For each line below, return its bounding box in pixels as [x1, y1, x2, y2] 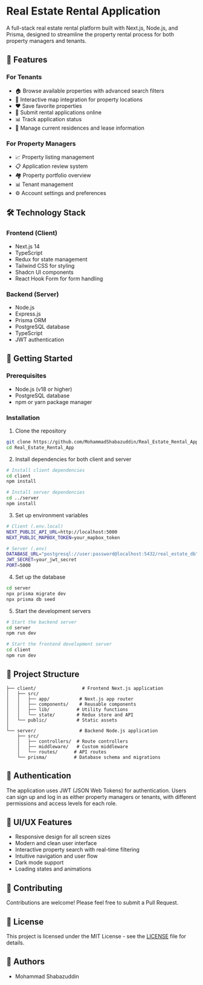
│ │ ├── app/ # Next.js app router [6, 695, 134, 702]
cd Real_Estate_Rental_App [6, 444, 74, 451]
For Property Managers [6, 139, 77, 148]
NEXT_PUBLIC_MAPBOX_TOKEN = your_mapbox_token [6, 534, 120, 540]
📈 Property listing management [14, 153, 95, 161]
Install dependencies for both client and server [14, 456, 132, 463]
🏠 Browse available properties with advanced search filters [14, 87, 164, 95]
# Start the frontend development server [6, 641, 112, 648]
